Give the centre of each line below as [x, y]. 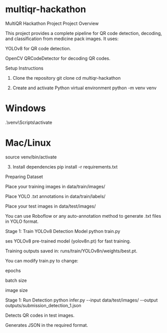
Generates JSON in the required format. [47, 325]
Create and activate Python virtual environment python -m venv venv [85, 88]
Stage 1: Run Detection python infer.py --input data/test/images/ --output [81, 300]
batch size [16, 280]
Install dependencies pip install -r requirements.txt [65, 166]
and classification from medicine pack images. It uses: [62, 39]
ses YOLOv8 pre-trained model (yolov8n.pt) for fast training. [68, 241]
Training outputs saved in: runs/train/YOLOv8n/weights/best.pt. [71, 251]
